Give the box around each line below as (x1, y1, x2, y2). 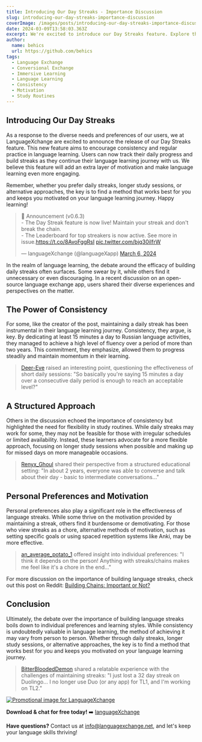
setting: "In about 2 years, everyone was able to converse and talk (20, 467, 185, 474)
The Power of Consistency (6, 304, 108, 314)
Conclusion (6, 599, 50, 609)
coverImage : (6, 20, 36, 26)
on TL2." (20, 684, 43, 691)
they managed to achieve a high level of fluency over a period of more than (6, 340, 192, 347)
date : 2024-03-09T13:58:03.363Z (6, 25, 87, 32)
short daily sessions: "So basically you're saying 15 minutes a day (20, 370, 184, 378)
